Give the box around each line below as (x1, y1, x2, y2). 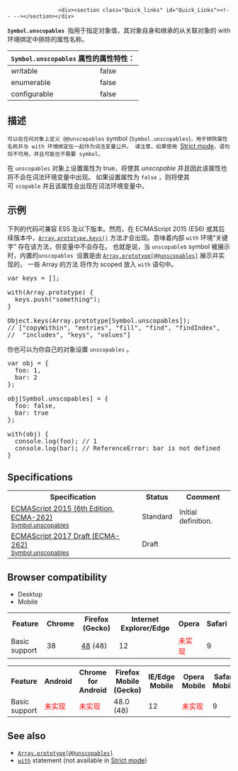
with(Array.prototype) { (7, 288, 93, 296)
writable (11, 66, 38, 76)
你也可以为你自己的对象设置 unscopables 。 (7, 344, 133, 354)
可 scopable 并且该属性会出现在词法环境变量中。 (7, 181, 149, 190)
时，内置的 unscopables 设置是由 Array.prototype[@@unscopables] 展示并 (7, 251, 219, 259)
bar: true (14, 408, 49, 417)
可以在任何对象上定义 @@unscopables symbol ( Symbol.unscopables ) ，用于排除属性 (7, 134, 228, 142)
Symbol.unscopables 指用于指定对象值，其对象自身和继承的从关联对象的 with (7, 26, 231, 35)
